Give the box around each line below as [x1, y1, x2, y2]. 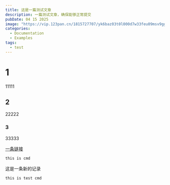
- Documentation [10, 31, 44, 36]
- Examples [10, 36, 33, 41]
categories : [5, 26, 30, 31]
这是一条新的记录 [5, 165, 41, 171]
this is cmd [5, 156, 30, 161]
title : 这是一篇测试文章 [5, 7, 52, 13]
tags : [5, 40, 17, 45]
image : [5, 21, 19, 27]
